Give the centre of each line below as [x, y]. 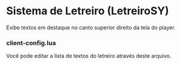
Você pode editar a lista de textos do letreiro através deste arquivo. [89, 56]
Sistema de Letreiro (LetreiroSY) [88, 11]
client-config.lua [31, 43]
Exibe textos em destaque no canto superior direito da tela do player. [91, 27]
